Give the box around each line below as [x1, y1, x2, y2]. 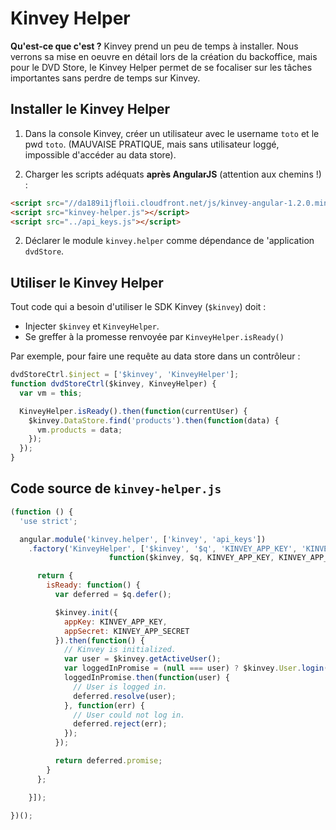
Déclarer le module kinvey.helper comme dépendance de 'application [24, 235, 315, 247]
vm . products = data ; [36, 425, 123, 435]
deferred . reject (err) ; [73, 719, 168, 729]
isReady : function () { [46, 580, 141, 591]
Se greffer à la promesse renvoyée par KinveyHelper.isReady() [24, 331, 285, 343]
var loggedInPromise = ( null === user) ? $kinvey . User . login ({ [63, 663, 333, 674]
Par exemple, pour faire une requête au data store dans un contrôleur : [10, 350, 301, 362]
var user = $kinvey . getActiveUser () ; [63, 654, 222, 664]
